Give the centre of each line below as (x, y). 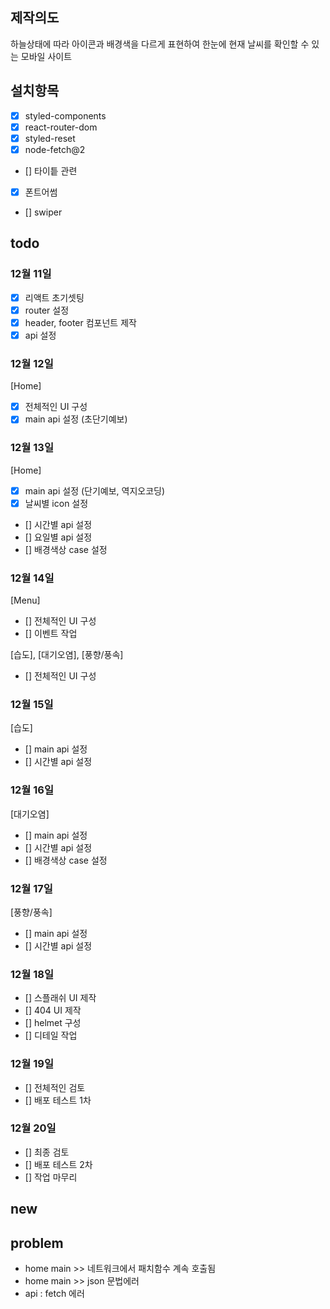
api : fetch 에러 (54, 1293)
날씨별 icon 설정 (56, 503)
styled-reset (50, 138)
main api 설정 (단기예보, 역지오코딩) (95, 490)
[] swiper (43, 212)
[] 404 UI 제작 (53, 1010)
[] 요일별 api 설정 (58, 537)
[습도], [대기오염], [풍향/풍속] (67, 655)
